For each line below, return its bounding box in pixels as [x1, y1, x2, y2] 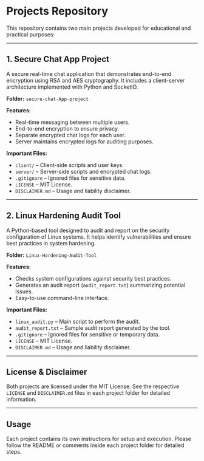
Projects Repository [6, 4, 108, 18]
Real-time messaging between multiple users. [15, 118, 130, 126]
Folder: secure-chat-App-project [6, 95, 89, 102]
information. [6, 396, 37, 403]
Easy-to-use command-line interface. [15, 294, 109, 301]
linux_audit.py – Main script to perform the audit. [15, 318, 140, 325]
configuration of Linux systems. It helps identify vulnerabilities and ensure [6, 233, 191, 241]
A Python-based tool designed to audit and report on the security [6, 227, 170, 234]
